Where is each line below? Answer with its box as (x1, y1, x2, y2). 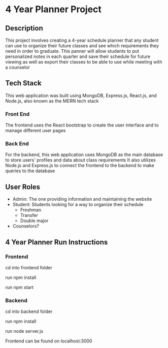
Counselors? (12, 223, 40, 229)
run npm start (5, 284, 34, 290)
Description (5, 24, 43, 33)
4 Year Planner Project (5, 4, 102, 15)
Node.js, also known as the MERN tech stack (5, 98, 99, 104)
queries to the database (5, 168, 55, 174)
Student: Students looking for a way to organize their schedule (12, 202, 144, 208)
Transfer (20, 212, 38, 218)
